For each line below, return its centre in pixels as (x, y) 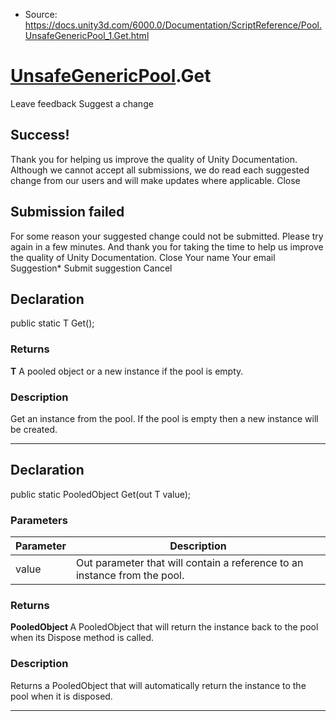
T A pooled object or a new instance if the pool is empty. (127, 371)
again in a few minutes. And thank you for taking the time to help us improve (167, 246)
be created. (34, 429)
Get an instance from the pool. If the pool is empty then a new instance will (164, 418)
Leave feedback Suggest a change (82, 103)
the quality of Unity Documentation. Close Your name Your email (143, 257)
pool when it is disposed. (61, 696)
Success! (40, 135)
